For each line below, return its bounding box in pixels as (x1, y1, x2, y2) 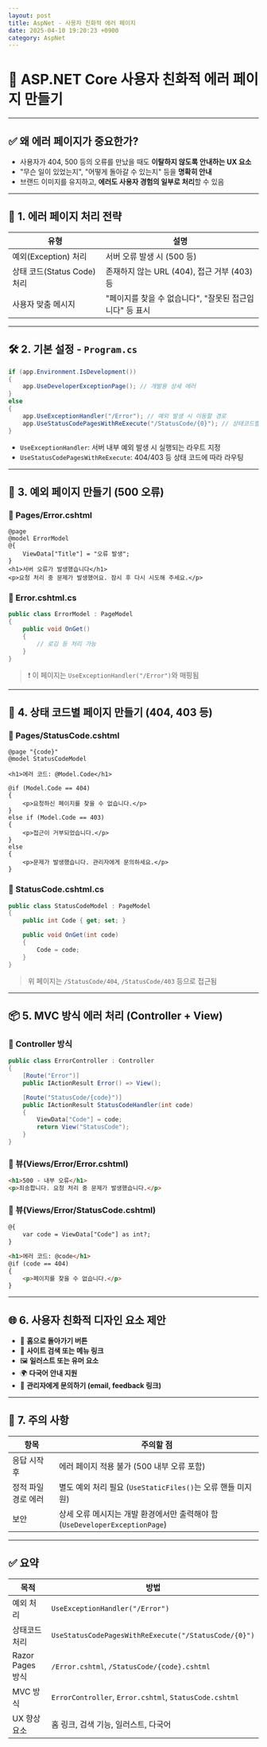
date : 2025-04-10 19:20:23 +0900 (8, 26, 119, 34)
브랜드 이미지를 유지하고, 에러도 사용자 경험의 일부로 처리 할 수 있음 (19, 177, 225, 186)
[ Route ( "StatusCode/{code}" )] (22, 1094, 123, 1102)
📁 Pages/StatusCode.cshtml (8, 730, 120, 741)
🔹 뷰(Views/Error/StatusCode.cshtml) (8, 1204, 157, 1215)
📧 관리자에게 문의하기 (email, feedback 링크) (19, 1381, 161, 1390)
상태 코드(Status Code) (12, 266, 97, 277)
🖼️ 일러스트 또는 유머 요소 (19, 1356, 99, 1366)
